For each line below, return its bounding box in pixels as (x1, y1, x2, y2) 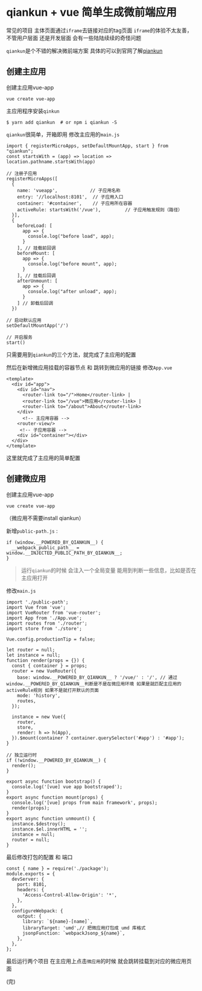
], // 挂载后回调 (17, 272, 56, 278)
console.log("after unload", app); (28, 288, 118, 294)
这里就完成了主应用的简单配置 (6, 454, 80, 461)
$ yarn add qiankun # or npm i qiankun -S (6, 119, 118, 125)
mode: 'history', (17, 693, 61, 699)
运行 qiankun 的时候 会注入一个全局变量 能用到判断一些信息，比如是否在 (21, 567, 197, 574)
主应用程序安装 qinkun (6, 107, 60, 114)
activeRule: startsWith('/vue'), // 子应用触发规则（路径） (17, 206, 183, 212)
